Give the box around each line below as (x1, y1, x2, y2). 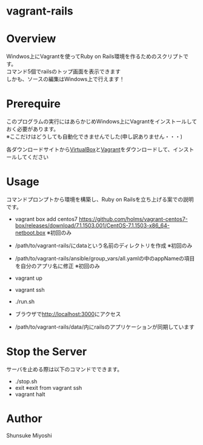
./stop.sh (15, 377, 38, 385)
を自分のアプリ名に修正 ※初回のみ (15, 262, 100, 269)
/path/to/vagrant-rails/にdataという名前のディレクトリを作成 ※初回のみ (15, 242, 193, 249)
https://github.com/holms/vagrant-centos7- (78, 216, 188, 222)
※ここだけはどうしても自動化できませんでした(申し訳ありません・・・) (6, 133, 183, 140)
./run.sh (15, 298, 35, 305)
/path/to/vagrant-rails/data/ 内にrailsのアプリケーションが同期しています (15, 323, 195, 331)
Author (6, 412, 42, 426)
